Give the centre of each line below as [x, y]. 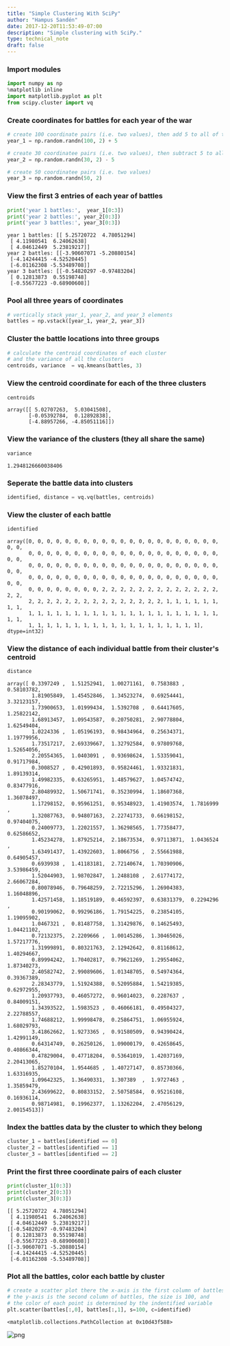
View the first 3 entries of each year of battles [85, 196]
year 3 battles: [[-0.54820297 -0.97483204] [72, 272]
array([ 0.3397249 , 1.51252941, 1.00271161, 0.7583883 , [96, 684]
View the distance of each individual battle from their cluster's [113, 648]
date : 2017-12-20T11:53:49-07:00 [55, 26]
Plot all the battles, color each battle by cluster [86, 1276]
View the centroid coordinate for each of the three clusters [107, 383]
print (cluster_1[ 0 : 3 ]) [39, 1186]
